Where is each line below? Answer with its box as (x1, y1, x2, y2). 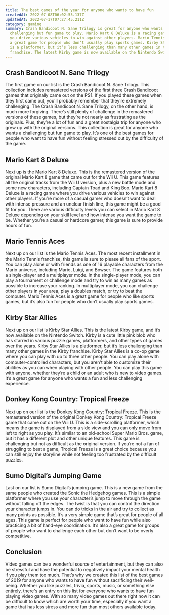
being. (5, 583, 19, 589)
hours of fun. (5, 223, 32, 229)
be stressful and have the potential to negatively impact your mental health (5, 567, 160, 573)
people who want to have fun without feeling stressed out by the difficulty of (5, 135, 164, 141)
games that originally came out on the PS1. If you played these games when (5, 92, 162, 98)
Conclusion (5, 547, 42, 556)
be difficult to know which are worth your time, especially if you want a (5, 599, 152, 605)
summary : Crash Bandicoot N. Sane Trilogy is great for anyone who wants (5, 26, 163, 31)
